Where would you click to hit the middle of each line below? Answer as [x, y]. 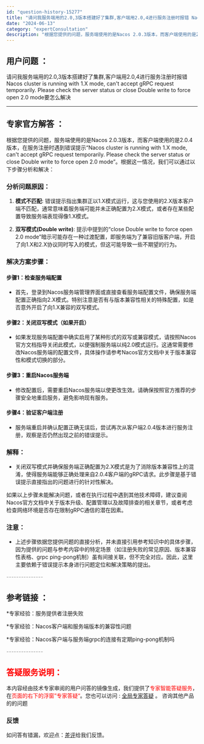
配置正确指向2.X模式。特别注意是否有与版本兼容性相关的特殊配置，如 [102, 300]
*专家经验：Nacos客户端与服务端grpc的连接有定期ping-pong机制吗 [90, 639]
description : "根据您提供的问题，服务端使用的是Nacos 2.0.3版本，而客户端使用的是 [101, 35]
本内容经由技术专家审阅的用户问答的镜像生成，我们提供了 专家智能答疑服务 [99, 688]
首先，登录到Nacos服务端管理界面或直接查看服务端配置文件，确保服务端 [105, 292]
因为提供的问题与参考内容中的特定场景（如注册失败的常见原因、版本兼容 [105, 549]
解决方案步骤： [28, 262]
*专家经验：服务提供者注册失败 [45, 613]
